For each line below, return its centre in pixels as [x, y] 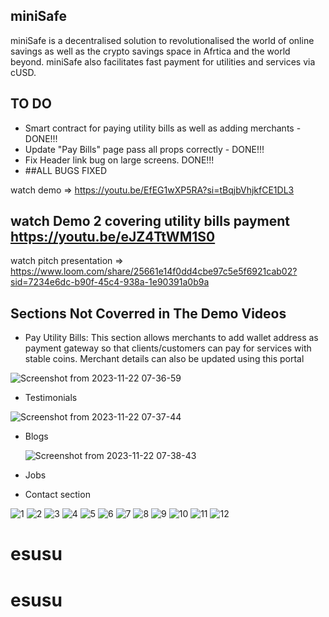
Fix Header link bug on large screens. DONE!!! [119, 160]
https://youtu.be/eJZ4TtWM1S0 [113, 237]
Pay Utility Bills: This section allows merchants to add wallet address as [171, 338]
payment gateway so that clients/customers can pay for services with [168, 348]
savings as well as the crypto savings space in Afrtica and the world [150, 51]
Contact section [57, 495]
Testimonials [51, 398]
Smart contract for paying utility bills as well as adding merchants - [163, 128]
